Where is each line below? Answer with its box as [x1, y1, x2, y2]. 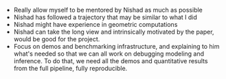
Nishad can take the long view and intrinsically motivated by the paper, [13, 27, 214, 36]
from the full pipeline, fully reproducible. [13, 65, 128, 72]
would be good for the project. [13, 35, 100, 43]
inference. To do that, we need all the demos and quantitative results [13, 57, 208, 65]
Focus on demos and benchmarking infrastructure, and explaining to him [13, 43, 220, 50]
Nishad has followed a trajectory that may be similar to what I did [13, 13, 198, 21]
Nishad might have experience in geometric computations [13, 21, 178, 28]
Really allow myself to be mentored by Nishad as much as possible [13, 6, 203, 14]
